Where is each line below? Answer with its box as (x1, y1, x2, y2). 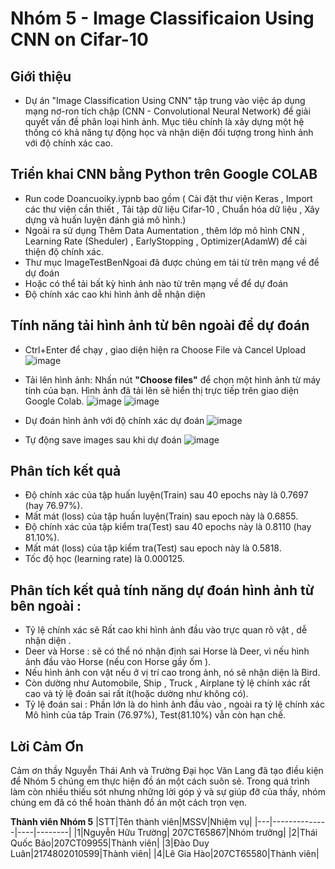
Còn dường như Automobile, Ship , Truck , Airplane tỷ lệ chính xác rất (24, 677, 311, 689)
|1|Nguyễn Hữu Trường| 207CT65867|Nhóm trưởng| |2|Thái (73, 827, 318, 839)
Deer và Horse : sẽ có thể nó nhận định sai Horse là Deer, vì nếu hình (24, 645, 310, 657)
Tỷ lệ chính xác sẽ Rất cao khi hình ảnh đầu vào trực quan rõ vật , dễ (24, 624, 308, 636)
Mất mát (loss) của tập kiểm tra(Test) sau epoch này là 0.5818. (24, 542, 282, 554)
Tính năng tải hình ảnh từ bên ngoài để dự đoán (10, 317, 310, 334)
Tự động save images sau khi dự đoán (24, 433, 182, 446)
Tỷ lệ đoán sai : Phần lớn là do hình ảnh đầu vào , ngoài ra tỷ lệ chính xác (24, 698, 325, 711)
